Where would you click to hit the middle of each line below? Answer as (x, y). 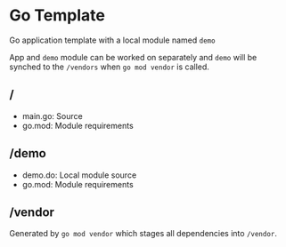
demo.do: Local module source (79, 175)
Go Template (57, 16)
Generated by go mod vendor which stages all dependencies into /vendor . (143, 234)
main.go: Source (52, 116)
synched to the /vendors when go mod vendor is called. (109, 67)
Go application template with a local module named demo (112, 40)
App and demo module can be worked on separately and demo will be (133, 57)
